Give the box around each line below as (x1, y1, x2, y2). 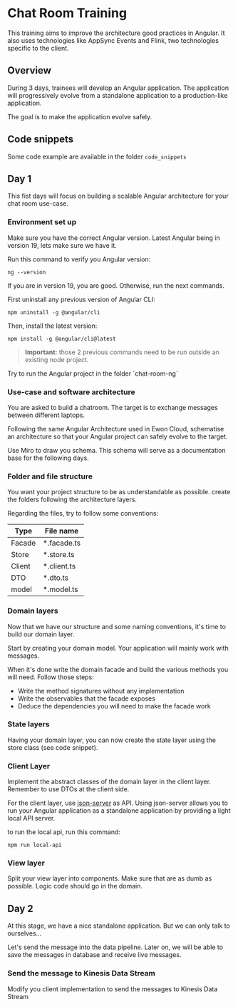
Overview (7, 64, 52, 76)
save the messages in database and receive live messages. (7, 951, 182, 959)
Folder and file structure (7, 471, 93, 481)
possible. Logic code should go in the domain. (7, 882, 143, 891)
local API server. (7, 814, 56, 823)
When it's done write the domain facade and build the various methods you (7, 665, 229, 673)
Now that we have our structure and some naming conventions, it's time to (7, 622, 227, 631)
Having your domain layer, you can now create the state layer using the (7, 736, 216, 744)
